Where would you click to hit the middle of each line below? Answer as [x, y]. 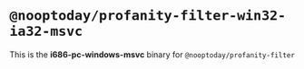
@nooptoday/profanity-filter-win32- [148, 16]
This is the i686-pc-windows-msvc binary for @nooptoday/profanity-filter [152, 54]
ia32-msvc [46, 32]
